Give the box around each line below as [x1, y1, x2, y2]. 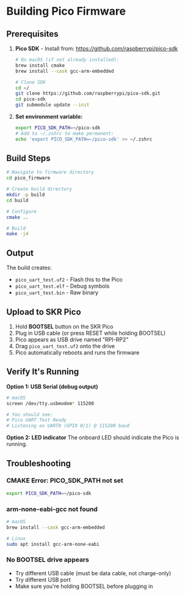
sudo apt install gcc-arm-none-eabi [6, 541, 100, 547]
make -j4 [6, 231, 29, 237]
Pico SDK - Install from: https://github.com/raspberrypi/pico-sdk [15, 45, 178, 52]
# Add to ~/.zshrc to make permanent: [15, 130, 114, 136]
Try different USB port [15, 576, 71, 583]
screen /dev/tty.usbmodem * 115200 [6, 400, 95, 406]
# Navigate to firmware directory [6, 169, 95, 176]
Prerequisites [6, 29, 59, 39]
